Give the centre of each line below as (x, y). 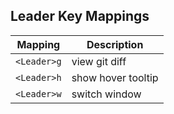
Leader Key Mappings (80, 16)
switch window (106, 94)
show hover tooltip (115, 77)
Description (115, 44)
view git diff (99, 61)
